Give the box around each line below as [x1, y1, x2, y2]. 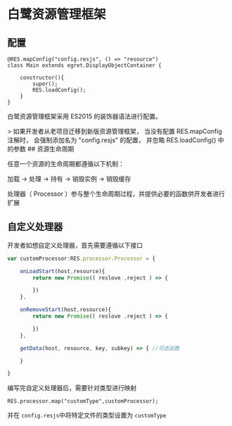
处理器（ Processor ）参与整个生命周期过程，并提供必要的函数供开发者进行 [7, 189, 225, 198]
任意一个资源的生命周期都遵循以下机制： [7, 160, 124, 168]
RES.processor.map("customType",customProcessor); [7, 398, 159, 405]
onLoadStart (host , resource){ [20, 268, 105, 275]
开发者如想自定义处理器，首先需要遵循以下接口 [7, 241, 143, 249]
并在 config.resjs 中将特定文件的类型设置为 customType [7, 411, 167, 420]
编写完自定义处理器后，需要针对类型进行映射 [7, 384, 137, 392]
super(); [32, 80, 58, 87]
